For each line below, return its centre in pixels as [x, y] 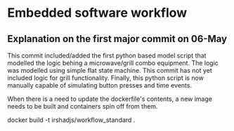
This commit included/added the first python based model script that [107, 55]
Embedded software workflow [97, 13]
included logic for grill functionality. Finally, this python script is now [105, 78]
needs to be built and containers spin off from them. [83, 106]
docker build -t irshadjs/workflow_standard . [71, 120]
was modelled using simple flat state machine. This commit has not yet [110, 70]
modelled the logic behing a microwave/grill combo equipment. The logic [113, 63]
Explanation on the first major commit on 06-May [117, 39]
